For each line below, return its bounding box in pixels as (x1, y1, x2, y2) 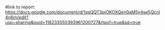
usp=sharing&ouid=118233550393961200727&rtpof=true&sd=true (5, 19, 141, 25)
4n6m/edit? (5, 15, 29, 20)
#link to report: (5, 4, 36, 10)
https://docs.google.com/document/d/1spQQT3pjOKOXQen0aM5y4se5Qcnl (5, 9, 160, 15)
